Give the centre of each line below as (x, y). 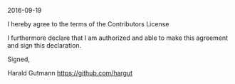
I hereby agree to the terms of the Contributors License (88, 24)
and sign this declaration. (45, 45)
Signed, (19, 59)
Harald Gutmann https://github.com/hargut (70, 73)
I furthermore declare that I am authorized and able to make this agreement (118, 38)
